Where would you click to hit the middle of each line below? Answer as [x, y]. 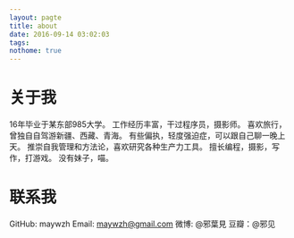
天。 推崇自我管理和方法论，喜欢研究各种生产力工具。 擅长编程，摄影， [141, 147]
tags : [19, 42]
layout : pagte [36, 17]
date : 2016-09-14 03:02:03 [59, 34]
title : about [34, 26]
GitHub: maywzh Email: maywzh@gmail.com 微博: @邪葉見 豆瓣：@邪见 [142, 224]
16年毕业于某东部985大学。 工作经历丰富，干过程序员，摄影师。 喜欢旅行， [148, 124]
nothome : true [36, 51]
